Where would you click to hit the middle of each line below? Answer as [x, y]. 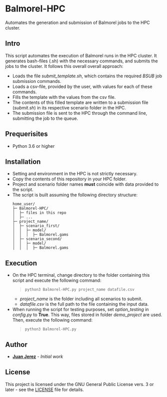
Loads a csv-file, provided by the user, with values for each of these [82, 86]
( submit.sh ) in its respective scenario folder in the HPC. [69, 107]
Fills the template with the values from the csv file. [64, 97]
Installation [23, 162]
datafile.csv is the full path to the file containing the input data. [84, 304]
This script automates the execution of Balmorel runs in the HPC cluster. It [81, 55]
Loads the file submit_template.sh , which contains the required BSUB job [87, 76]
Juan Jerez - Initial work [38, 357]
